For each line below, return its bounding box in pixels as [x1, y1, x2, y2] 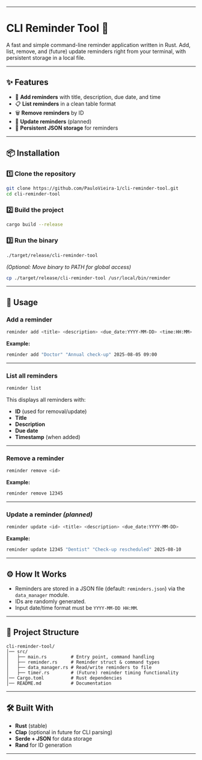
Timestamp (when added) [14, 434, 81, 441]
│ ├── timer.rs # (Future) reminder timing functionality [6, 670, 179, 676]
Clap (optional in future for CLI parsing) [14, 728, 113, 736]
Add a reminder [6, 315, 52, 323]
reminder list [6, 385, 42, 391]
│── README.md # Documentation [6, 680, 112, 686]
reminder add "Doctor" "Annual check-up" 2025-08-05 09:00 [6, 351, 158, 358]
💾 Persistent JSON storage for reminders [14, 124, 118, 131]
